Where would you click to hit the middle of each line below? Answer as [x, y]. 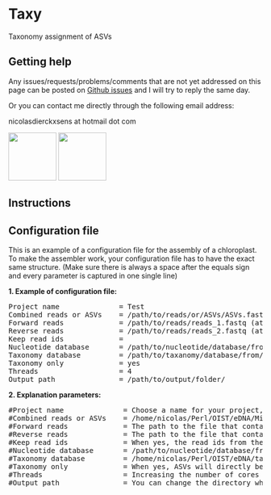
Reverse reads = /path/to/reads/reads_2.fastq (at [136, 331]
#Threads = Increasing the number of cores [134, 474]
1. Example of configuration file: [63, 291]
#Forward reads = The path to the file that [123, 426]
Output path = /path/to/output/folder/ [117, 379]
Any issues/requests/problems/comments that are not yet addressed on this [135, 81]
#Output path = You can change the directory [130, 482]
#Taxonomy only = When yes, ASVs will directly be [136, 466]
